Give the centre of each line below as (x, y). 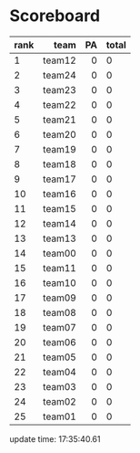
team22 (60, 104)
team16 (60, 194)
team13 (60, 238)
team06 (60, 342)
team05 (60, 357)
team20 (60, 134)
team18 (60, 163)
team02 (60, 401)
